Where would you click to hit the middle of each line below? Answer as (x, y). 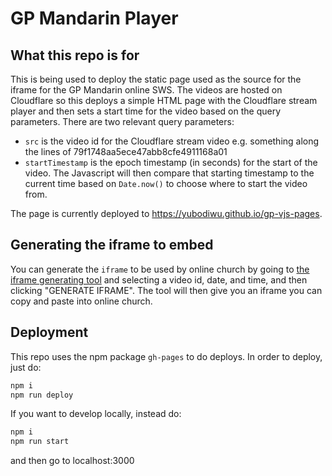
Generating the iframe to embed (112, 245)
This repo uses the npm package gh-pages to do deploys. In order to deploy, (166, 356)
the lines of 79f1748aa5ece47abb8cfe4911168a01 (126, 151)
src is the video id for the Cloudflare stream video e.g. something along (172, 141)
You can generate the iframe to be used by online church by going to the (160, 269)
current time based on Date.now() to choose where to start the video (166, 183)
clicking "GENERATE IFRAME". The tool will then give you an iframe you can (166, 290)
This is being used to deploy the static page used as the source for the (156, 79)
